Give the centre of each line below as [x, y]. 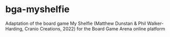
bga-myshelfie [37, 9]
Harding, [15, 28]
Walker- [155, 23]
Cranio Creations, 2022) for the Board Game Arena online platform [95, 28]
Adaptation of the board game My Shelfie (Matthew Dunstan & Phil [76, 23]
